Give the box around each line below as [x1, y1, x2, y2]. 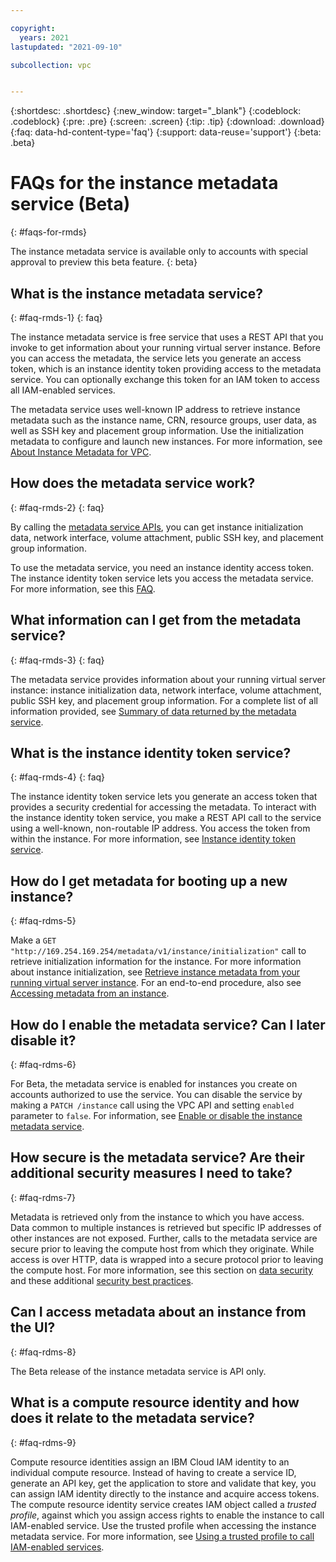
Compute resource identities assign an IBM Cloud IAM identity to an [10, 1456, 290, 1468]
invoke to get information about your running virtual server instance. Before [10, 342, 321, 353]
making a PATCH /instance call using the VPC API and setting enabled [10, 1099, 295, 1111]
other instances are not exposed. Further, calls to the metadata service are [10, 1232, 318, 1244]
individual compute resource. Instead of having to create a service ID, [10, 1466, 297, 1478]
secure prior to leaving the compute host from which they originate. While [10, 1242, 315, 1255]
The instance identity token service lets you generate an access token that [10, 791, 318, 803]
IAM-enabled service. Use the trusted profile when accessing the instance [10, 1519, 317, 1531]
